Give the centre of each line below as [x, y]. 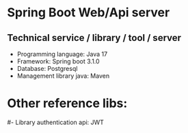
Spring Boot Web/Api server [89, 13]
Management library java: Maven [63, 76]
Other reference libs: [67, 103]
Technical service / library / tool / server [94, 38]
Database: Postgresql [47, 69]
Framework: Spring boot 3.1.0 [58, 61]
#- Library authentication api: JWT [56, 122]
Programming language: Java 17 [62, 54]
